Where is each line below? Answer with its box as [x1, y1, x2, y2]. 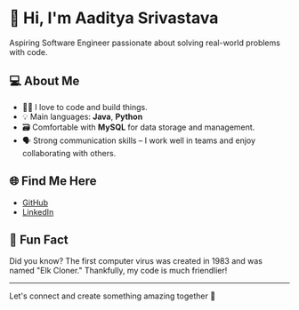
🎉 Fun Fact [9, 232, 69, 247]
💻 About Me [9, 74, 80, 89]
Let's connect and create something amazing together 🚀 [9, 290, 216, 301]
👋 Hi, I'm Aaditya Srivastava [9, 8, 219, 28]
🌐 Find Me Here [9, 173, 97, 189]
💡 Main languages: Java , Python [21, 111, 143, 122]
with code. [9, 46, 48, 57]
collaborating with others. [21, 147, 117, 158]
